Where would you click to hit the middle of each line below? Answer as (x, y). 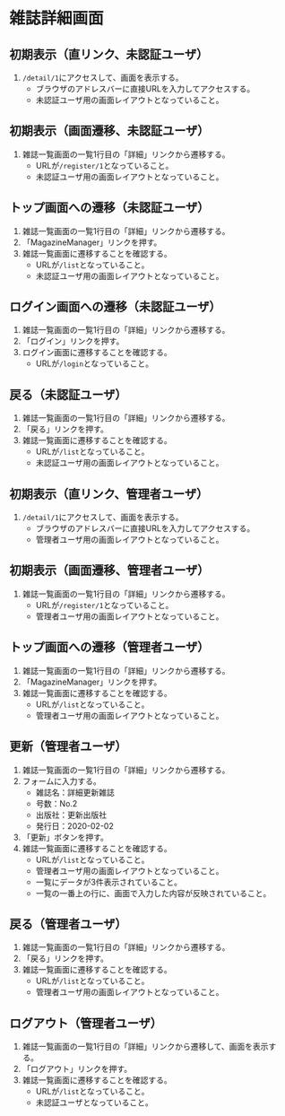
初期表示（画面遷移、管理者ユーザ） (109, 571)
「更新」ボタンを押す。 (65, 837)
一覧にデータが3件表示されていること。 (108, 882)
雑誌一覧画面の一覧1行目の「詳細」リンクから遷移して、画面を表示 (145, 1047)
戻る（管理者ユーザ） (68, 924)
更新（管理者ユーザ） (68, 747)
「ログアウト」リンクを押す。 (77, 1069)
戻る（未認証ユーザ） (68, 394)
